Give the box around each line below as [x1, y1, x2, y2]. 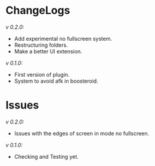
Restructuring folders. [14, 41, 68, 49]
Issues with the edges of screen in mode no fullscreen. [14, 129, 150, 137]
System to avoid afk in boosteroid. [14, 77, 99, 84]
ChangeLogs [5, 4, 70, 17]
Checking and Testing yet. [14, 153, 79, 160]
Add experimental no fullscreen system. [14, 35, 113, 42]
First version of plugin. [14, 71, 70, 78]
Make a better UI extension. [14, 47, 82, 55]
